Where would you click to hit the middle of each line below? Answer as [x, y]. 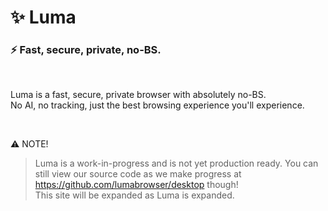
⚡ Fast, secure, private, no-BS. [86, 50]
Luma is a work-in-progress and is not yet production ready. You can [176, 163]
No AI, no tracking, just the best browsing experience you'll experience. [157, 105]
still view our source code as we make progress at [138, 174]
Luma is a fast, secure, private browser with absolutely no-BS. [138, 95]
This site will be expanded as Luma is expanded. [134, 195]
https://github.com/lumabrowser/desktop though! [136, 185]
